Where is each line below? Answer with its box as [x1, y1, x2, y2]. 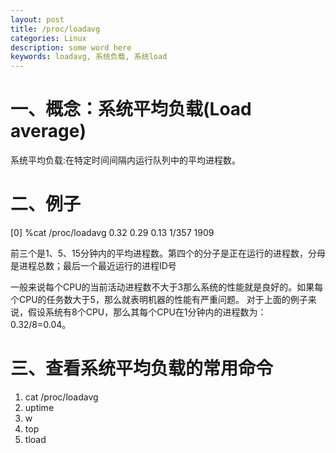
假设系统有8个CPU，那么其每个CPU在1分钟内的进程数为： [27, 306, 267, 318]
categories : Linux [10, 33, 87, 43]
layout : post [10, 14, 65, 25]
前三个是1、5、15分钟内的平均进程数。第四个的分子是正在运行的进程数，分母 [10, 247, 326, 259]
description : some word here [10, 42, 132, 53]
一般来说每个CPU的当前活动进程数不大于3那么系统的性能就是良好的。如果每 [10, 281, 324, 293]
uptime [24, 401, 55, 413]
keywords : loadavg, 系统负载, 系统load [10, 52, 168, 62]
